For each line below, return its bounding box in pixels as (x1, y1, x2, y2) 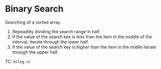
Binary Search (5, 3, 64, 14)
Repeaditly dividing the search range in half (12, 28, 100, 34)
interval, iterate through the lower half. (12, 39, 89, 44)
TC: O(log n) (5, 58, 31, 64)
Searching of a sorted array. (5, 19, 61, 25)
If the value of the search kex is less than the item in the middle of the (12, 34, 152, 40)
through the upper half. (12, 49, 59, 55)
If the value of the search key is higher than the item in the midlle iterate (12, 44, 157, 50)
